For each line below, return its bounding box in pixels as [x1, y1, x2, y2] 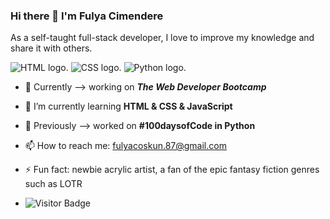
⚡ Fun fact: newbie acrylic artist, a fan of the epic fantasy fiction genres [24, 164, 320, 176]
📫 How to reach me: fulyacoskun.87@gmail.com [24, 140, 227, 152]
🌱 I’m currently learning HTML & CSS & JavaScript [24, 100, 233, 113]
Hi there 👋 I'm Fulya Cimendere [10, 9, 164, 23]
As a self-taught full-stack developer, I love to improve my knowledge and [10, 32, 315, 44]
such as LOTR [24, 178, 83, 190]
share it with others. [10, 42, 93, 54]
